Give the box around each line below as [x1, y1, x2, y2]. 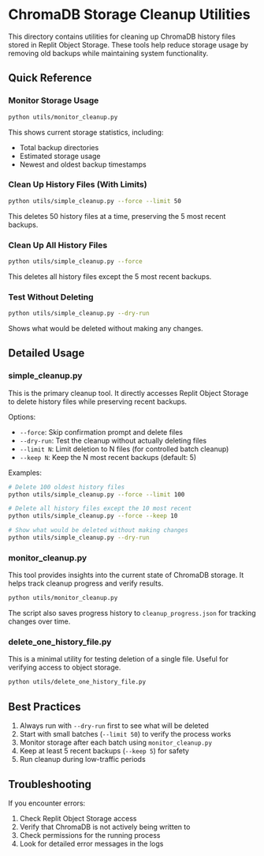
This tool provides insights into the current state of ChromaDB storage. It [8, 571, 244, 580]
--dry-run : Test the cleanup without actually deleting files [19, 436, 207, 445]
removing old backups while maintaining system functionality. [8, 48, 209, 58]
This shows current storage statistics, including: [8, 127, 164, 137]
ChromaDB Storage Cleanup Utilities [8, 6, 251, 24]
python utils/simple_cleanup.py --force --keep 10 [8, 512, 178, 520]
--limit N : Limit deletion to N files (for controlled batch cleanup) [19, 444, 229, 454]
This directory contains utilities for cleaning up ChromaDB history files [8, 32, 236, 41]
